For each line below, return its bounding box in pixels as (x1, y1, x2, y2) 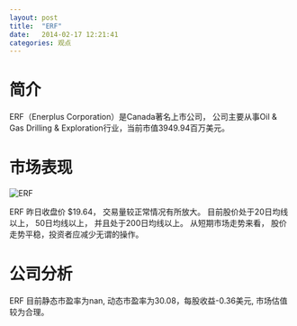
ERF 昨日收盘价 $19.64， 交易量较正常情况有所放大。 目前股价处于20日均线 (9, 206, 289, 217)
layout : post (9, 13, 58, 23)
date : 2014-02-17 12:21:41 (9, 30, 119, 39)
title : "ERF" (9, 22, 63, 31)
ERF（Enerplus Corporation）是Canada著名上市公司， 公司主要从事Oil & (9, 112, 277, 122)
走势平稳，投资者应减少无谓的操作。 (9, 229, 144, 240)
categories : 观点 (9, 38, 72, 48)
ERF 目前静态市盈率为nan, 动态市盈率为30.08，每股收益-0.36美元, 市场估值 (9, 295, 288, 306)
